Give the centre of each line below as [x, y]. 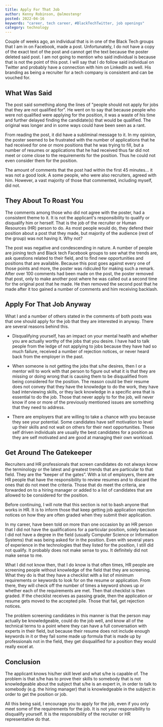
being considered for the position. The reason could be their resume [81, 381]
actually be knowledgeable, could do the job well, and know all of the [74, 621]
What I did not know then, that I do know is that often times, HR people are [80, 565]
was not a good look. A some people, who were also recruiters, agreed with [81, 175]
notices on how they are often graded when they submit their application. [79, 515]
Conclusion [23, 662]
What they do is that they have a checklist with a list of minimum [69, 575]
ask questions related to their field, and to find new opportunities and [74, 258]
